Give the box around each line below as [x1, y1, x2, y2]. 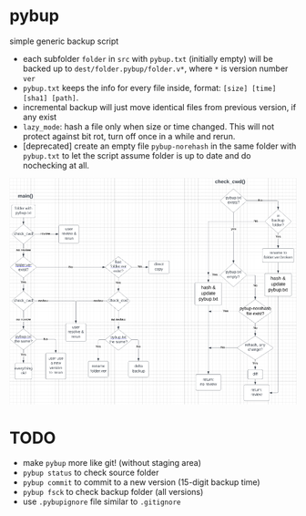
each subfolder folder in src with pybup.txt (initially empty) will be [22, 53, 273, 64]
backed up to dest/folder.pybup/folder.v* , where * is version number [22, 63, 289, 74]
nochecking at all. [22, 160, 89, 170]
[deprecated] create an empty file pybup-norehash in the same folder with [22, 140, 297, 151]
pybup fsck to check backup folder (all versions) [22, 487, 204, 498]
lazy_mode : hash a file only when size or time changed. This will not [22, 120, 275, 132]
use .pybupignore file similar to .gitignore [22, 496, 181, 507]
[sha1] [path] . [22, 92, 79, 103]
